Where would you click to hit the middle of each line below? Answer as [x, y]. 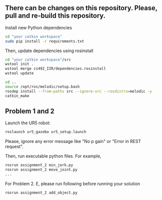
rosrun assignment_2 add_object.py [41, 193]
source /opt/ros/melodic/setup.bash [42, 86]
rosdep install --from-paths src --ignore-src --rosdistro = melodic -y [79, 91]
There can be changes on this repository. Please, [81, 8]
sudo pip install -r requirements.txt [45, 41]
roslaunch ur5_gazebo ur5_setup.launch [46, 132]
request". [14, 146]
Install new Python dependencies [39, 28]
